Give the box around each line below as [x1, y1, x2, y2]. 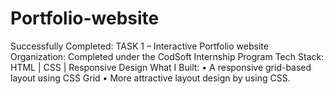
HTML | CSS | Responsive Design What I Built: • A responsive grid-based [10, 61, 312, 73]
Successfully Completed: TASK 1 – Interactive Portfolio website [10, 40, 269, 52]
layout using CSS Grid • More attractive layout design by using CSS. [10, 72, 291, 84]
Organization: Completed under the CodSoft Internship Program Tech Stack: [10, 50, 325, 62]
